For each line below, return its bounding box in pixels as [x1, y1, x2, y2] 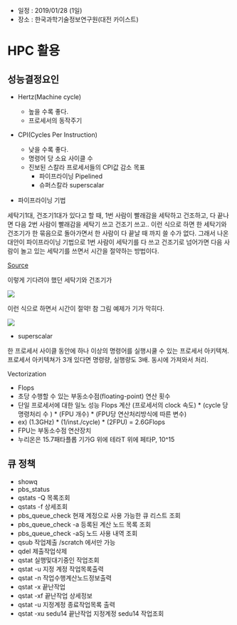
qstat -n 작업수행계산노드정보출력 [17, 573, 112, 582]
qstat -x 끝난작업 [17, 582, 66, 591]
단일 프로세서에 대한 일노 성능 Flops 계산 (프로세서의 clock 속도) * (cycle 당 [17, 401, 228, 409]
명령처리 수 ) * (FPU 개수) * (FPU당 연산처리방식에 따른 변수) [17, 410, 187, 418]
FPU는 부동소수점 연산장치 [17, 426, 92, 435]
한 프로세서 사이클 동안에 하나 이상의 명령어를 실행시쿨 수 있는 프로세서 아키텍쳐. [7, 346, 230, 355]
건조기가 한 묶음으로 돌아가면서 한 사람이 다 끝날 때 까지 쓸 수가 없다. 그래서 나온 [7, 229, 229, 237]
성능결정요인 [7, 73, 59, 86]
